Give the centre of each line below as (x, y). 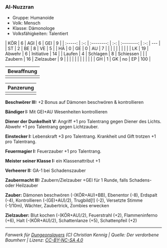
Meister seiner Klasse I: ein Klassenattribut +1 (53, 161)
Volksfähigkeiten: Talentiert (40, 34)
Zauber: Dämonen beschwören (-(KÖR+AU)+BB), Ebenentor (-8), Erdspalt (81, 195)
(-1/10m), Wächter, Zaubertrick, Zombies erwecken (57, 206)
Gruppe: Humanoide (33, 18)
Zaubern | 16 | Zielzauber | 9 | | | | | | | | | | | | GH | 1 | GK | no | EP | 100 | (78, 59)
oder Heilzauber (22, 185)
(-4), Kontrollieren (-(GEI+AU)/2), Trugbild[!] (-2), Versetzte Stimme (74, 200)
